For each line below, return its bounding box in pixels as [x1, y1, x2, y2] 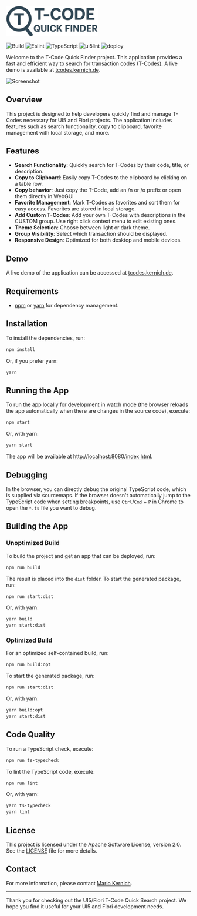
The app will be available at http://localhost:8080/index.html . [6, 453, 153, 460]
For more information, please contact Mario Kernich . [6, 880, 133, 887]
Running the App [6, 385, 69, 396]
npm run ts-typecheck [6, 757, 59, 763]
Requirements [6, 286, 59, 296]
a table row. [14, 180, 43, 188]
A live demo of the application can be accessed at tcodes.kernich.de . [6, 269, 174, 276]
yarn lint [6, 809, 30, 815]
